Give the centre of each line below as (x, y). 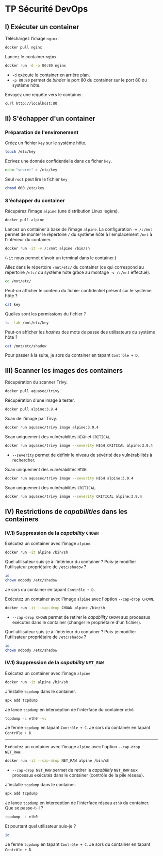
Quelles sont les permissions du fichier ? (46, 313)
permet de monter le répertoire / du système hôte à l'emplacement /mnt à (79, 234)
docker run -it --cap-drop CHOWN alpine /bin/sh (55, 608)
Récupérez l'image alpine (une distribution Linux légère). (62, 211)
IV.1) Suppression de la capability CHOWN (52, 533)
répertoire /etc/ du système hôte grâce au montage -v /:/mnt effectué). (78, 272)
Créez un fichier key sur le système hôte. (46, 143)
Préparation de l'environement (42, 132)
